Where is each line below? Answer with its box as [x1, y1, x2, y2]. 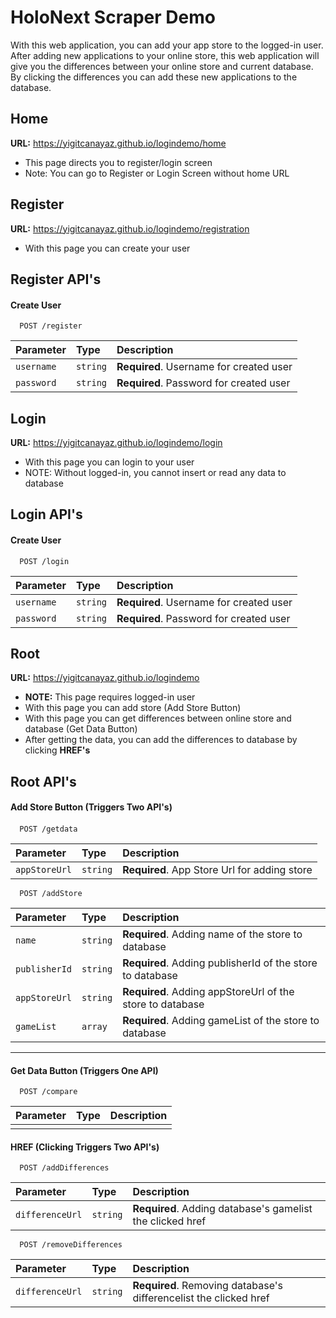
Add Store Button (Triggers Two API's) [10, 801, 173, 813]
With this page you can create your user [24, 242, 191, 254]
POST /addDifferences [19, 1163, 110, 1173]
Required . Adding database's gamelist [132, 1202, 313, 1216]
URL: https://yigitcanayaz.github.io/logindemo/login [10, 436, 223, 448]
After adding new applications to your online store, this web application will [10, 49, 320, 61]
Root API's [10, 773, 77, 790]
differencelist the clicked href [132, 1291, 270, 1305]
